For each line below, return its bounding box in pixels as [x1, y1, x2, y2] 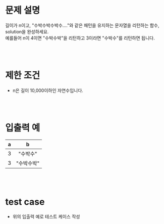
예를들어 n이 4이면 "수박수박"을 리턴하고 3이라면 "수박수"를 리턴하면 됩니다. [5, 35, 155, 41]
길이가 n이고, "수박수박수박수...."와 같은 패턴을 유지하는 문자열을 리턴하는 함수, [5, 22, 160, 28]
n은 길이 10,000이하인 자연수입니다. [12, 87, 83, 94]
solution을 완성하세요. [5, 28, 49, 34]
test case [5, 196, 45, 207]
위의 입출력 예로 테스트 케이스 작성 [12, 213, 80, 219]
